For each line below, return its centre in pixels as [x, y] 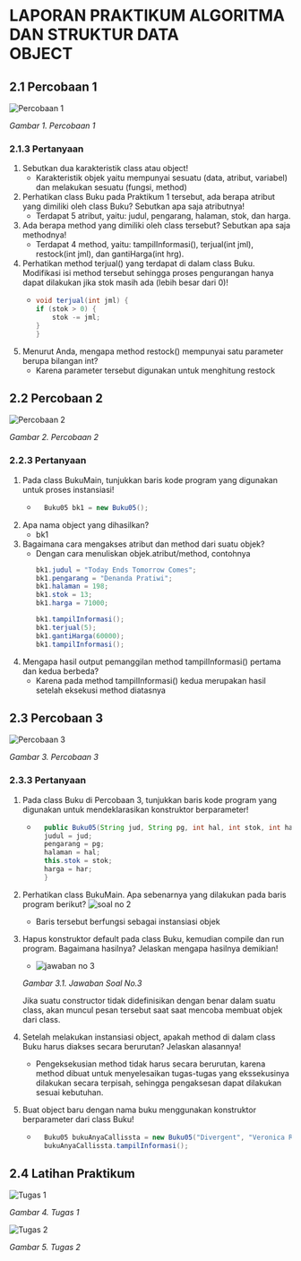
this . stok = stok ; [78, 861]
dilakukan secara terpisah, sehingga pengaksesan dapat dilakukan [159, 1083]
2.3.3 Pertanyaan [48, 781]
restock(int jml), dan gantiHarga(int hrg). [110, 254]
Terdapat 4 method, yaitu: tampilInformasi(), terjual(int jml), [144, 245]
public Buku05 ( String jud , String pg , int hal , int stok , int [162, 827]
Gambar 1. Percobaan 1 [52, 125]
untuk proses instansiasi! [68, 489]
